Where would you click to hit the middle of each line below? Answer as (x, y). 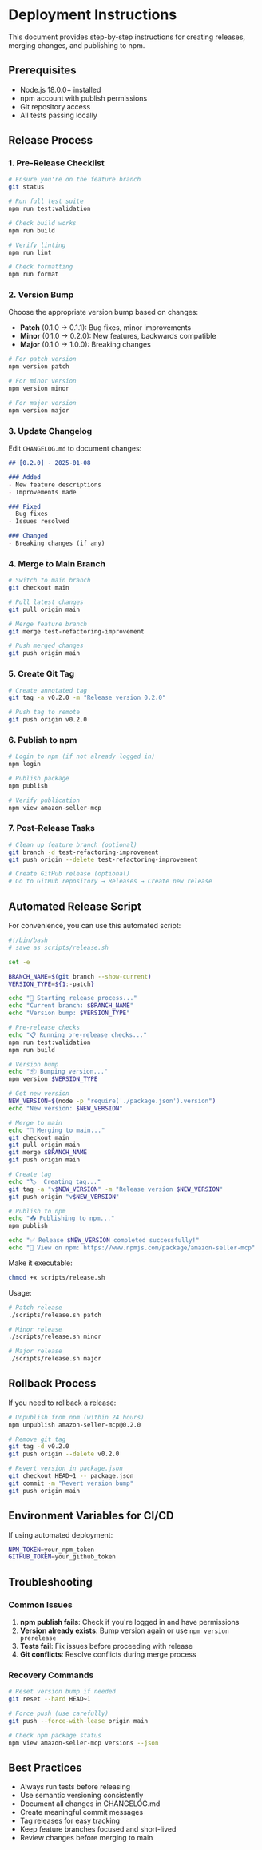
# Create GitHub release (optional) (69, 874)
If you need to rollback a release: (62, 1403)
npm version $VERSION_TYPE (53, 1079)
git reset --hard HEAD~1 (50, 1699)
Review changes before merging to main (86, 1838)
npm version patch (39, 367)
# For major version (43, 403)
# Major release (35, 1352)
